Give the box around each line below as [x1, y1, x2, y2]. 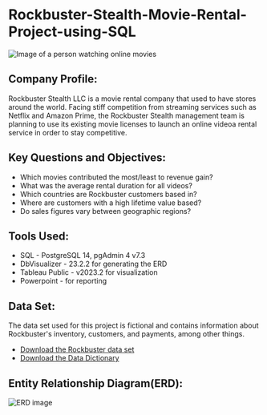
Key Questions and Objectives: [8, 151, 167, 165]
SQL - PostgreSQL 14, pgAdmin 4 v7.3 [19, 251, 146, 260]
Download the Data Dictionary [19, 353, 119, 363]
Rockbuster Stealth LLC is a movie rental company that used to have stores [8, 94, 257, 103]
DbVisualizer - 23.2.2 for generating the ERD [19, 259, 168, 269]
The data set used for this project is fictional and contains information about [8, 320, 259, 330]
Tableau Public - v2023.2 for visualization [19, 268, 158, 277]
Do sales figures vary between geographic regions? [19, 206, 191, 216]
